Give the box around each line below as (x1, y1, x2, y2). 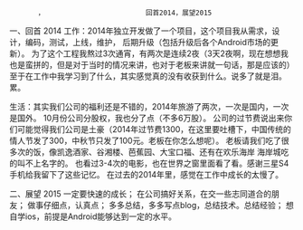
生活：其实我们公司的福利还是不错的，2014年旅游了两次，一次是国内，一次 (9, 101, 289, 111)
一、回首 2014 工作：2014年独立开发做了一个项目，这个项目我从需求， (9, 25, 273, 36)
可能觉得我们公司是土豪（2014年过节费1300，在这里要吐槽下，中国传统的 (16, 124, 292, 134)
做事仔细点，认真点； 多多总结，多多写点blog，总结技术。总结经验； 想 (26, 200, 294, 210)
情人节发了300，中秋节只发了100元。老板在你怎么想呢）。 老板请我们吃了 (9, 135, 282, 146)
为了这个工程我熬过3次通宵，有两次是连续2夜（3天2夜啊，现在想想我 (31, 48, 289, 59)
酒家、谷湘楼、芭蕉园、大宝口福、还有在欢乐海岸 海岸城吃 (71, 147, 289, 157)
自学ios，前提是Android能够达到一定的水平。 (9, 211, 177, 222)
